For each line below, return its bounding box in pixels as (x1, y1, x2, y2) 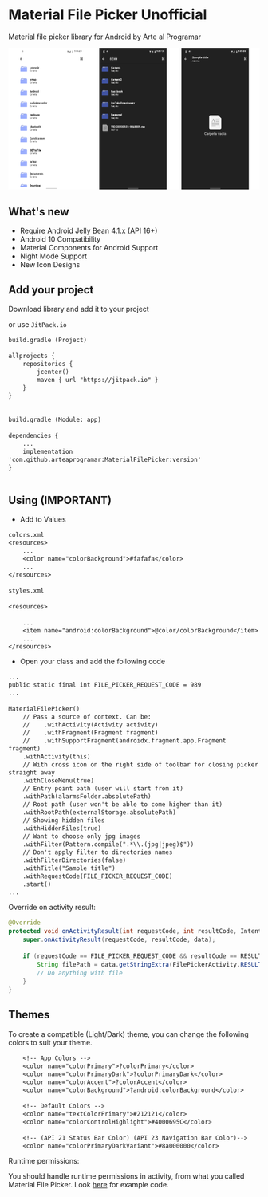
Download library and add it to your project (8, 305, 149, 314)
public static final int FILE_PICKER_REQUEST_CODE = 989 (8, 680, 202, 689)
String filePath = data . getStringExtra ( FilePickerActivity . (37, 961, 241, 969)
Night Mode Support (19, 251, 88, 261)
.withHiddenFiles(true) (22, 824, 102, 833)
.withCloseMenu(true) (22, 776, 94, 785)
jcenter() (37, 368, 69, 376)
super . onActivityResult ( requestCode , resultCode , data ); (22, 935, 216, 943)
